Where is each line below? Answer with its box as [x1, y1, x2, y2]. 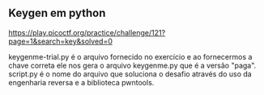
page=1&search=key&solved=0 [8, 36, 113, 46]
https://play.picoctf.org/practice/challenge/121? [8, 27, 166, 37]
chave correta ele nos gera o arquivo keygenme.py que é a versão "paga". [8, 60, 257, 70]
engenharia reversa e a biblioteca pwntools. [8, 77, 155, 87]
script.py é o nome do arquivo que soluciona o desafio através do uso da [8, 68, 253, 79]
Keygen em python [8, 6, 106, 20]
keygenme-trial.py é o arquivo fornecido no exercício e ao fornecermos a [8, 52, 253, 61]
